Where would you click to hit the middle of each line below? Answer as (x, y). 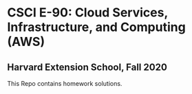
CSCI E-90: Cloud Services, (88, 13)
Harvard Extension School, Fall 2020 (87, 67)
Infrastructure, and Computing (96, 27)
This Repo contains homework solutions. (65, 83)
